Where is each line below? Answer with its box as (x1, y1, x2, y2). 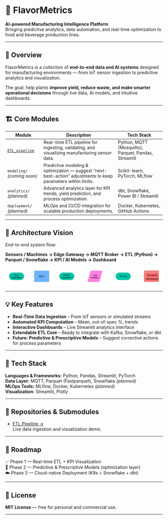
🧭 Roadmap (5, 445, 41, 454)
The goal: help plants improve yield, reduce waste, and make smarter (5, 84, 151, 90)
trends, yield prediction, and (43, 190, 101, 196)
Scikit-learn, (117, 167, 144, 173)
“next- (93, 167, 107, 173)
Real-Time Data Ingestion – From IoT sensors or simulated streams (12, 313, 151, 319)
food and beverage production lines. (5, 31, 80, 37)
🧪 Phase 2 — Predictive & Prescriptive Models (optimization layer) (5, 464, 141, 470)
